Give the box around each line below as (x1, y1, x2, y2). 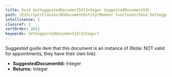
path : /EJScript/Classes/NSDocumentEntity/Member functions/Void (5, 12, 147, 17)
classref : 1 (5, 21, 31, 27)
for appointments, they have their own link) (5, 50, 96, 57)
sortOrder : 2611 (5, 27, 40, 32)
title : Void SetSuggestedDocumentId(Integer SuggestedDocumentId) (5, 7, 150, 13)
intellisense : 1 (5, 17, 40, 22)
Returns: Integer (12, 66, 48, 72)
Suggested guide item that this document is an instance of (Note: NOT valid (5, 45, 165, 51)
